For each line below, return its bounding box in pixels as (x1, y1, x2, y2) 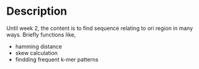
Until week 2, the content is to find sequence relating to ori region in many (6, 24, 193, 32)
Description (6, 4, 67, 18)
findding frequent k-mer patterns (15, 56, 99, 63)
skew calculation (15, 49, 58, 56)
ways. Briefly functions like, (6, 31, 76, 38)
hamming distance (15, 43, 62, 50)
